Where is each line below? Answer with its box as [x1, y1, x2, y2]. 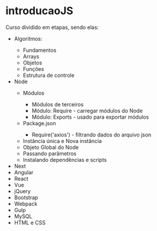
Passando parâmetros [22, 149, 77, 157]
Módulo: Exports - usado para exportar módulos [31, 113, 149, 121]
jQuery [14, 187, 31, 194]
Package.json [22, 119, 57, 126]
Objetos [22, 59, 42, 66]
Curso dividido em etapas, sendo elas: [5, 24, 99, 31]
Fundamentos [22, 46, 57, 54]
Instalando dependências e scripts [22, 156, 107, 163]
